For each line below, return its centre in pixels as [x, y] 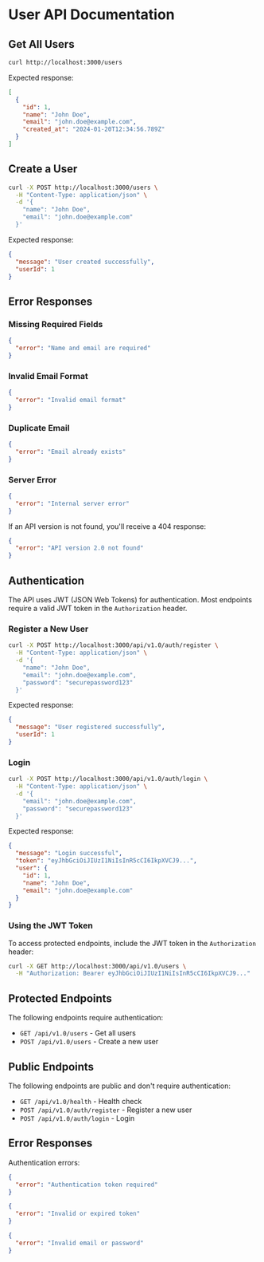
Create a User [43, 169]
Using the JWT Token [50, 925]
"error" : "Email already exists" [71, 452]
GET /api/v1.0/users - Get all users [78, 1033]
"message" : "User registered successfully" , [90, 728]
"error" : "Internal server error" [72, 503]
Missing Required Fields [56, 324]
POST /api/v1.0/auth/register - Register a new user [106, 1110]
